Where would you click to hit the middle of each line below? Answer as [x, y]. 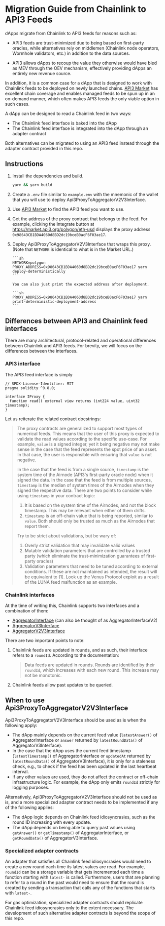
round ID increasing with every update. [52, 822]
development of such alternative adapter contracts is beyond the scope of [81, 913]
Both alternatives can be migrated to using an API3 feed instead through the [82, 143]
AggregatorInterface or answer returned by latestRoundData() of [77, 740]
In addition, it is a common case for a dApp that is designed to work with [79, 83]
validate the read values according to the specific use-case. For [82, 439]
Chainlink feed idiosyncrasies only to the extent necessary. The [69, 908]
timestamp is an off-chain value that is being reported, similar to [89, 516]
